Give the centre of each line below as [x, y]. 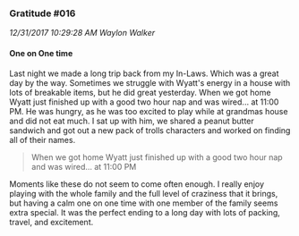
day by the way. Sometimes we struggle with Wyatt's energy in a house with [150, 82]
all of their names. [43, 139]
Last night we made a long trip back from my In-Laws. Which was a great [144, 73]
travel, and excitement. [51, 222]
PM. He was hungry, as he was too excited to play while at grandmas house [149, 111]
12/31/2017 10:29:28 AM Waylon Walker [82, 33]
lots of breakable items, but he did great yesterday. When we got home [140, 92]
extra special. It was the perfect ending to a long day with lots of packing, [145, 212]
